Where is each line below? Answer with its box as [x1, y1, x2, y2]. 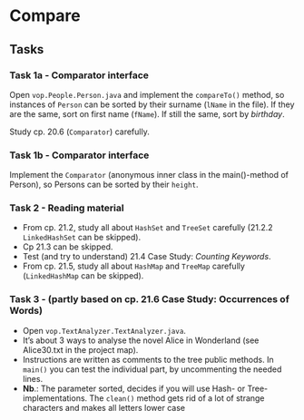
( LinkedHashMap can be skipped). [22, 270, 144, 281]
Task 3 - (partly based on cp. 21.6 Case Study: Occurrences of [9, 293, 290, 306]
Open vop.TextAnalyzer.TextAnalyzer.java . [22, 325, 186, 336]
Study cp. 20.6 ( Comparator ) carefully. [9, 126, 150, 137]
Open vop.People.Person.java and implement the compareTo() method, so [9, 89, 285, 100]
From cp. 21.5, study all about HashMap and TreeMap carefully [22, 260, 245, 272]
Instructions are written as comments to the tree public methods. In [22, 354, 274, 365]
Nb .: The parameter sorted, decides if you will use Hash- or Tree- [22, 383, 269, 394]
